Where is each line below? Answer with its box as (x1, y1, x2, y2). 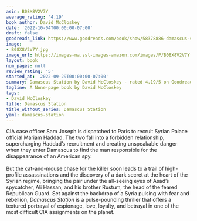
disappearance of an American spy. (6, 153, 92, 160)
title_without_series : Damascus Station (6, 106, 107, 112)
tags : (6, 90, 19, 96)
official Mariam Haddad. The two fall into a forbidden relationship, (6, 134, 165, 141)
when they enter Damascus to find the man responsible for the (6, 147, 157, 154)
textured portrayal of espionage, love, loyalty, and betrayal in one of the (6, 202, 179, 209)
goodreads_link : (6, 36, 46, 42)
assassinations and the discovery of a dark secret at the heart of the (23, 171, 188, 178)
